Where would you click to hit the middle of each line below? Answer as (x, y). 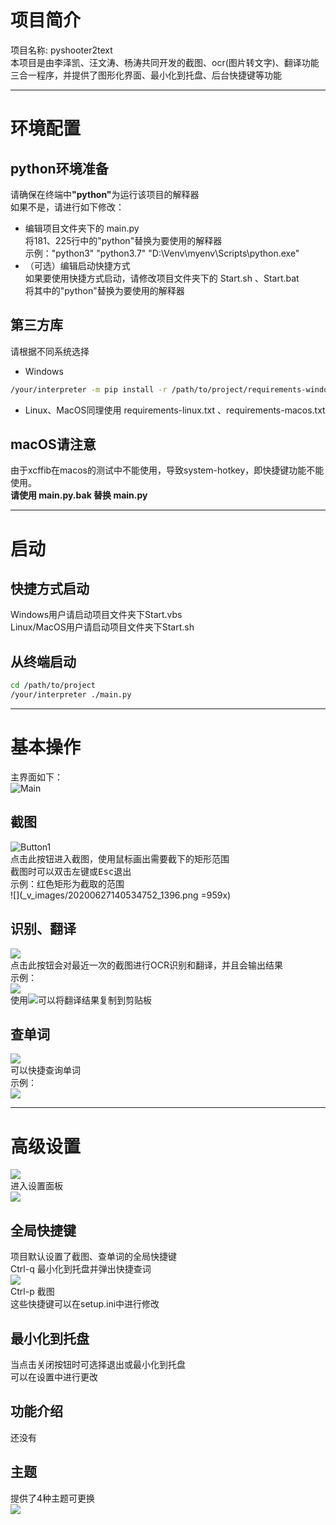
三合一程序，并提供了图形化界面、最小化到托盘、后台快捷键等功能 (146, 75)
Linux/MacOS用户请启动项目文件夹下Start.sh (102, 627)
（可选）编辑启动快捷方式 (77, 265)
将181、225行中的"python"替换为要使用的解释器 (123, 240)
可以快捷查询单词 (45, 1070)
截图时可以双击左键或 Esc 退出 (71, 871)
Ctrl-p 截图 (32, 1292)
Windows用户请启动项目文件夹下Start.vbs (96, 615)
